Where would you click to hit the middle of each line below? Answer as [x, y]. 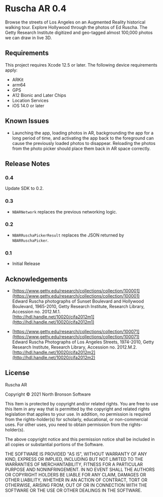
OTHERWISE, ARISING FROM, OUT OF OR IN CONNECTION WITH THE [76, 485]
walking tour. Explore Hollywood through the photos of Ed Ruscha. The [76, 27]
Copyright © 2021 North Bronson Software [48, 394]
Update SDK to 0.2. [24, 189]
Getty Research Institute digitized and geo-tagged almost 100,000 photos [79, 32]
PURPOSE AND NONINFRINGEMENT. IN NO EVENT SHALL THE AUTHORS [80, 469]
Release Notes [28, 164]
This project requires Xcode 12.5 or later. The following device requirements [81, 65]
